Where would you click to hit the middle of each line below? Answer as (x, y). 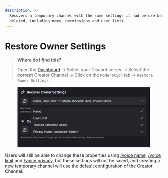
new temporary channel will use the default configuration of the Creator (79, 166)
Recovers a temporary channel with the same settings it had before (82, 16)
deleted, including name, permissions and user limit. (68, 21)
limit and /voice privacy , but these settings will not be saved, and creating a (83, 161)
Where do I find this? (39, 60)
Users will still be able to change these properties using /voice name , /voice (83, 155)
